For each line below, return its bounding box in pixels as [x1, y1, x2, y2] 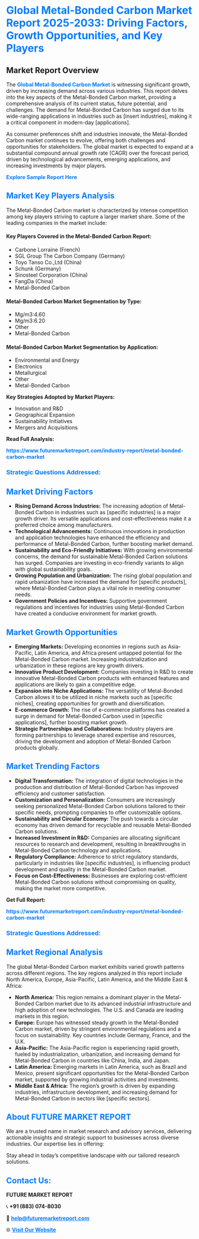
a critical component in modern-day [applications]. [6, 119, 131, 126]
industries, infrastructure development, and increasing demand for [14, 1088, 178, 1096]
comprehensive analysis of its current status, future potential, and [6, 100, 168, 107]
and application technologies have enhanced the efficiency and [14, 534, 170, 542]
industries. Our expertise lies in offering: [6, 1140, 105, 1147]
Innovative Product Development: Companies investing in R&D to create [14, 668, 194, 675]
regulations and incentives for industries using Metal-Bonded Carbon [14, 603, 184, 611]
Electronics [14, 363, 43, 370]
